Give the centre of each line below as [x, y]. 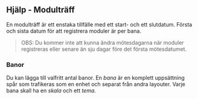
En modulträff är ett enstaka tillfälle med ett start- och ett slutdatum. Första [99, 24]
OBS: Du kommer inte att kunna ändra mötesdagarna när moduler [102, 42]
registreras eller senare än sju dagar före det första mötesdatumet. [104, 49]
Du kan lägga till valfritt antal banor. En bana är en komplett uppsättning [96, 78]
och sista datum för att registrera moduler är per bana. [74, 31]
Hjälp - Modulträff [41, 10]
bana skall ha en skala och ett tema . [51, 91]
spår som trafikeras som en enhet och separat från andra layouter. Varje [96, 85]
